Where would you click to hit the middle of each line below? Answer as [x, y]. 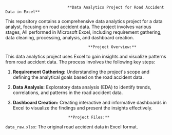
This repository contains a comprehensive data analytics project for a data [84, 21]
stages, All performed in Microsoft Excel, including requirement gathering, [83, 32]
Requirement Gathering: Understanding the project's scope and [81, 72]
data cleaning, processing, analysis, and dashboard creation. [70, 38]
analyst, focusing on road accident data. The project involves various [78, 27]
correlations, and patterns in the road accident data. [68, 93]
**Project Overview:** [112, 47]
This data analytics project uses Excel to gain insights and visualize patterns [86, 57]
